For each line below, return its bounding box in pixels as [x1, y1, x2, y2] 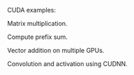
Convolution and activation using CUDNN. [7, 60, 128, 68]
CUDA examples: [7, 6, 57, 14]
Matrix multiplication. [7, 19, 68, 27]
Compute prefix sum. [7, 33, 68, 41]
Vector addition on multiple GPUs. [7, 47, 105, 54]
